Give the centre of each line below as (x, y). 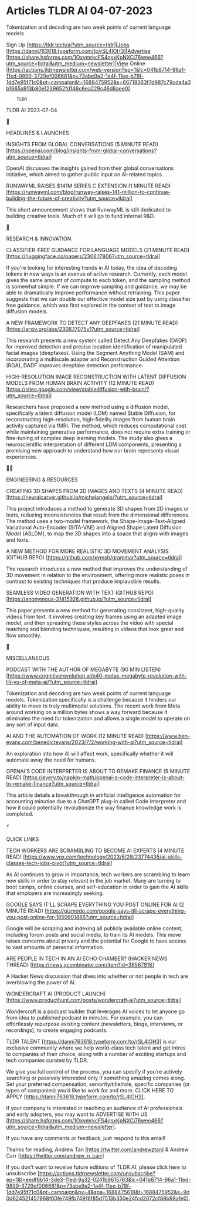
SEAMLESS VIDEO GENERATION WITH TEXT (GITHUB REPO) (80, 592)
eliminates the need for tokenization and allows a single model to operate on (98, 718)
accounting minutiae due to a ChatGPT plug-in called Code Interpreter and (96, 801)
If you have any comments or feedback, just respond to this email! (86, 1138)
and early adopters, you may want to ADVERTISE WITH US (77, 1114)
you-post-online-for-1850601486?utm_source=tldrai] (70, 917)
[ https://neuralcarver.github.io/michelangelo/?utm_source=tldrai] (84, 497)
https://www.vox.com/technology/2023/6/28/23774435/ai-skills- (104, 857)
